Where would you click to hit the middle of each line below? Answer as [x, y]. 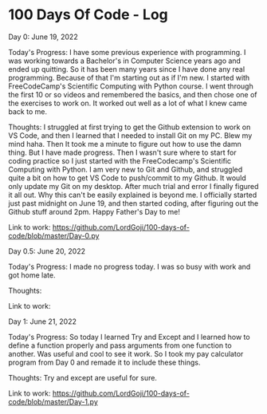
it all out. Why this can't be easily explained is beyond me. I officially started [133, 195]
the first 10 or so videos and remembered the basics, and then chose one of [133, 94]
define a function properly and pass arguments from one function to [120, 345]
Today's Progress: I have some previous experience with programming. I [127, 52]
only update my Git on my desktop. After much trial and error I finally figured [133, 186]
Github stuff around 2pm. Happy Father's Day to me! [94, 211]
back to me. [28, 111]
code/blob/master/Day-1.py [53, 401]
